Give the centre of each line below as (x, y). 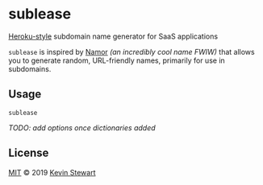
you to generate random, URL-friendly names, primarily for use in (117, 60)
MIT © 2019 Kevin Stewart (52, 172)
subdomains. (30, 68)
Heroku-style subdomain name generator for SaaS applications (113, 36)
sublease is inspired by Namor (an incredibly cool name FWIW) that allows (132, 51)
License (29, 153)
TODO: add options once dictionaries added (82, 127)
